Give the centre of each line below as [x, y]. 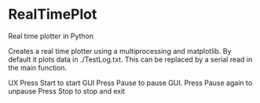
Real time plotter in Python [51, 36]
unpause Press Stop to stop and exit [67, 91]
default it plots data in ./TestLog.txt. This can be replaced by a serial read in [130, 59]
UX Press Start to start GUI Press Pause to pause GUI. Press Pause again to [130, 83]
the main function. [38, 67]
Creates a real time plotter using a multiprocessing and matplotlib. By [120, 51]
